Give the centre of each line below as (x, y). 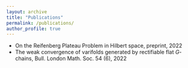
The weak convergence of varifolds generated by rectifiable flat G (97, 52)
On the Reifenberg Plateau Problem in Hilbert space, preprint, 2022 (99, 46)
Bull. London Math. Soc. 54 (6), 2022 (80, 58)
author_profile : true (34, 29)
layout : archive (27, 12)
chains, (24, 58)
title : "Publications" (35, 17)
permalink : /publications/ (40, 23)
